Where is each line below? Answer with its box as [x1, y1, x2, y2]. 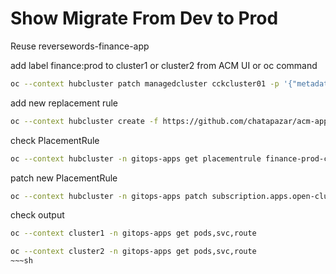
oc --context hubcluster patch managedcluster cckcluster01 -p [10, 78, 280, 89]
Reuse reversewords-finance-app [10, 40, 150, 52]
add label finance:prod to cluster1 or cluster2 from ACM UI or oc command [10, 59, 318, 71]
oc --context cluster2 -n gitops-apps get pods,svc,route [10, 247, 257, 257]
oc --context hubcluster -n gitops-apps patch [10, 191, 208, 201]
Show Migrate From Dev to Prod [10, 7, 279, 30]
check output [10, 209, 65, 221]
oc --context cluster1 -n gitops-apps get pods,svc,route [10, 228, 257, 239]
